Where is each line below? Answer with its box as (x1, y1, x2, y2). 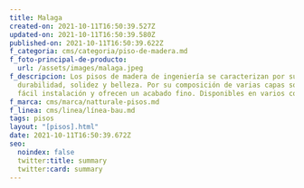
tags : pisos (9, 114, 54, 123)
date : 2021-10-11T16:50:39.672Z (9, 131, 131, 140)
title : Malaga (9, 13, 63, 23)
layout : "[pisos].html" (9, 123, 100, 132)
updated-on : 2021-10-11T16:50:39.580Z (9, 30, 156, 39)
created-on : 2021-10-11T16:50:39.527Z (9, 22, 156, 31)
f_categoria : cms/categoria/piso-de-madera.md (9, 47, 188, 56)
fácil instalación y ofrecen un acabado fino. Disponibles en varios (17, 89, 285, 98)
